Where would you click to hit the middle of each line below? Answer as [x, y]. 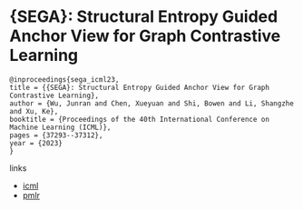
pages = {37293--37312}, [56, 135]
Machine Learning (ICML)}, [60, 127]
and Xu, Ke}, [34, 111]
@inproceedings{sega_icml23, [64, 79]
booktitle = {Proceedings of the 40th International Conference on [140, 119]
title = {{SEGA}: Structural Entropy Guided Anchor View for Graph [140, 87]
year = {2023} [36, 143]
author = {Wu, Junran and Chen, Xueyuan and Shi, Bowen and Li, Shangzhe [152, 103]
